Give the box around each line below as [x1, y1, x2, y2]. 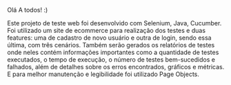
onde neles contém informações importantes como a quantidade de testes [7, 48, 219, 56]
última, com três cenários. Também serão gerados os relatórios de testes [7, 41, 215, 49]
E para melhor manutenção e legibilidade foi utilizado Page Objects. [7, 70, 200, 78]
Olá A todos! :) [7, 6, 48, 14]
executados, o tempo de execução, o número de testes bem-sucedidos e [7, 56, 216, 64]
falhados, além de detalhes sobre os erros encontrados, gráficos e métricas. [7, 63, 225, 71]
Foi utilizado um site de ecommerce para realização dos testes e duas [7, 27, 205, 34]
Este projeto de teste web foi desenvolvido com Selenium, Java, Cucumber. [7, 19, 222, 27]
